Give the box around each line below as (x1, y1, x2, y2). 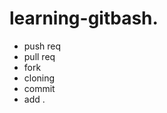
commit (23, 82, 56, 94)
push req (23, 40, 62, 52)
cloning (23, 72, 56, 84)
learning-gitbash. (9, 7, 159, 30)
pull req (23, 50, 56, 62)
